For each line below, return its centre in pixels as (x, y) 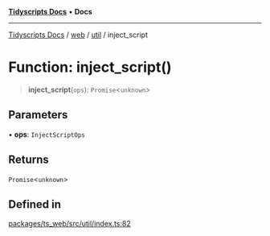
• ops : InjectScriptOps (47, 134)
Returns (29, 160)
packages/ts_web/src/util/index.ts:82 (70, 224)
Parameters (38, 115)
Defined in (35, 204)
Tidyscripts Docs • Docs (50, 12)
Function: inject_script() (90, 67)
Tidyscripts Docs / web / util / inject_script (78, 35)
